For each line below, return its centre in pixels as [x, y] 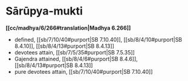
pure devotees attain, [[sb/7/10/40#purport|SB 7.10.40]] [83, 71]
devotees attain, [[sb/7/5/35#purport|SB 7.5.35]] [75, 52]
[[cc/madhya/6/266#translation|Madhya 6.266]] [68, 28]
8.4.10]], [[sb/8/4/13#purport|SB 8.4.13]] [64, 46]
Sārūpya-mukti [44, 11]
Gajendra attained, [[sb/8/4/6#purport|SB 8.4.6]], [76, 59]
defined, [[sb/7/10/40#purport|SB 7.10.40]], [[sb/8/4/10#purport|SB [98, 39]
